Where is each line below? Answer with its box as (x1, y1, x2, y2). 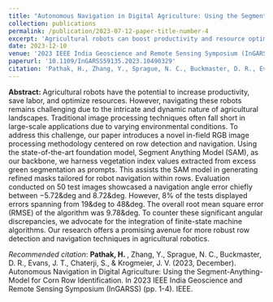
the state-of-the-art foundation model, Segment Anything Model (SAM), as (8, 147, 258, 157)
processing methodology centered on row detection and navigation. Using (8, 139, 258, 149)
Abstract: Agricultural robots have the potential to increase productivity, (8, 87, 250, 97)
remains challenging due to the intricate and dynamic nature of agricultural (8, 104, 258, 114)
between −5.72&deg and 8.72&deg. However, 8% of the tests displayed (8, 190, 248, 200)
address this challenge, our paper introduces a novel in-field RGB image (8, 130, 249, 140)
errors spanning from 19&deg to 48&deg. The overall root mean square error (8, 199, 264, 209)
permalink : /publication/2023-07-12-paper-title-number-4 (8, 27, 209, 35)
